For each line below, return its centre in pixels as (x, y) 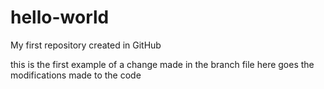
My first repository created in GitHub (86, 45)
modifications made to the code (76, 75)
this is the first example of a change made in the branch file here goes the (162, 64)
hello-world (60, 17)
